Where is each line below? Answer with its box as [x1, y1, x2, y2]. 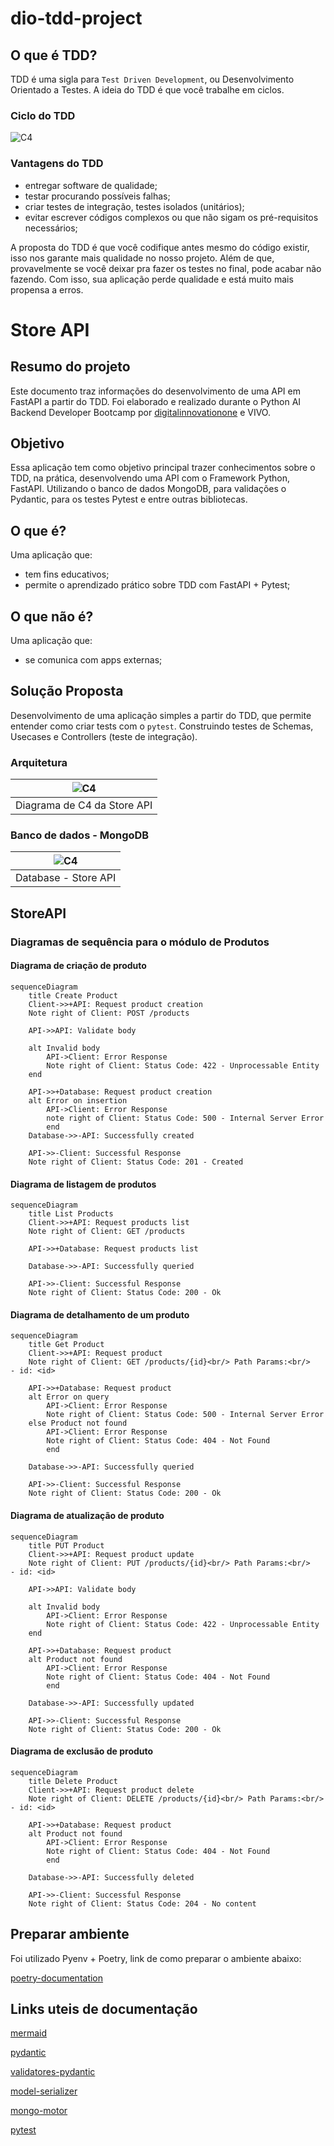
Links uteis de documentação [10, 2000, 198, 2017]
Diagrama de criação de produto [10, 960, 147, 972]
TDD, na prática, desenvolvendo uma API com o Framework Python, [10, 472, 291, 484]
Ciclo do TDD [10, 108, 76, 122]
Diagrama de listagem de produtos [10, 1178, 157, 1190]
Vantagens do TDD [10, 157, 104, 171]
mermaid [10, 2027, 48, 2039]
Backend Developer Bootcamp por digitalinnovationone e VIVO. [10, 406, 271, 418]
